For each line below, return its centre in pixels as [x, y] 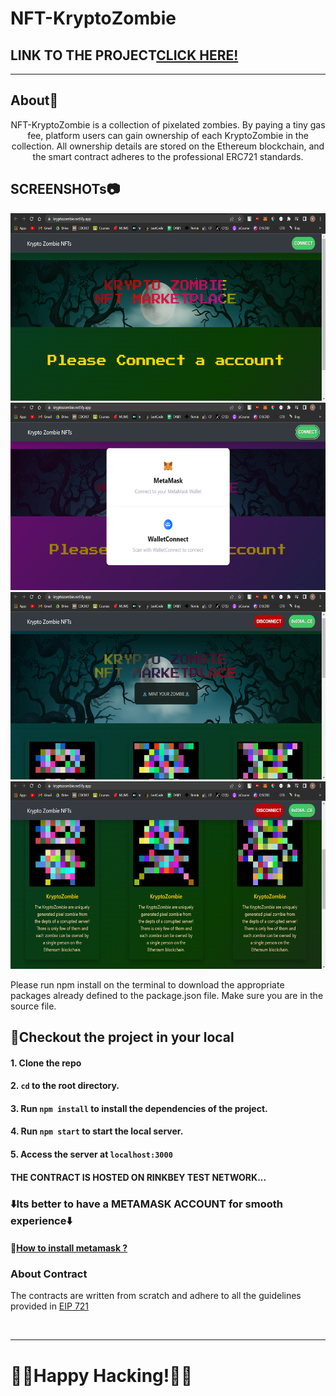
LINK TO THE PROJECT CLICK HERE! [124, 55]
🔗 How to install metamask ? [69, 1248]
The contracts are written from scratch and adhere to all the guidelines [156, 1296]
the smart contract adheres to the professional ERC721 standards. [168, 156]
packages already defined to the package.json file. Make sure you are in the [167, 995]
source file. [33, 1006]
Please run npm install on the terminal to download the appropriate [147, 984]
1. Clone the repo [46, 1063]
